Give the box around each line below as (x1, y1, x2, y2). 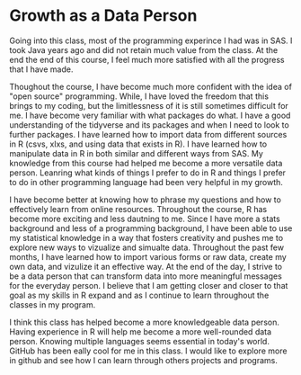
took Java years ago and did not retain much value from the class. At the (9, 44, 279, 55)
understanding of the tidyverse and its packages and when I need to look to (9, 119, 289, 130)
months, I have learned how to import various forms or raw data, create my (9, 251, 288, 262)
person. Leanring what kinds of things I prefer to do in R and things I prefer (9, 167, 286, 178)
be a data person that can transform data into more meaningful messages (9, 271, 283, 281)
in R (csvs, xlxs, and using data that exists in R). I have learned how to (9, 138, 268, 149)
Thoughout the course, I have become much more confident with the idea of (9, 81, 292, 92)
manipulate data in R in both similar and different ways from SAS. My (9, 147, 263, 158)
